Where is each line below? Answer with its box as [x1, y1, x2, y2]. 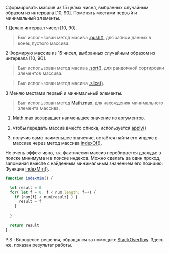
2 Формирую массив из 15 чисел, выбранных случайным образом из [5, 50, 155, 56]
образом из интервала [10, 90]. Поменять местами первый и [5, 10, 137, 16]
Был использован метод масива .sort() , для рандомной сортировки [17, 65, 164, 71]
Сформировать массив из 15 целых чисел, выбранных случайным [5, 5, 149, 10]
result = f [18, 199, 42, 204]
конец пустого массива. [17, 40, 70, 46]
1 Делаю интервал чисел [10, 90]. [5, 25, 77, 31]
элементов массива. [17, 70, 63, 76]
